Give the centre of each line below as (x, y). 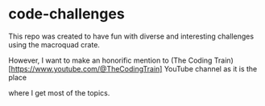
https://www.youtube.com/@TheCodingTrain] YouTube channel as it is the (134, 68)
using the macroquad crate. (54, 44)
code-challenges (66, 14)
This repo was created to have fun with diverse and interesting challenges (131, 36)
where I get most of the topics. (59, 92)
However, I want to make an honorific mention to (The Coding (110, 60)
